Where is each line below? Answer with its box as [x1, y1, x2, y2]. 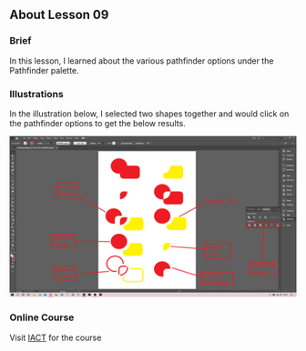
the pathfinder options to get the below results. [9, 117, 187, 128]
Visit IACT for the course [9, 332, 102, 343]
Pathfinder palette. [9, 65, 79, 75]
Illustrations [9, 87, 64, 100]
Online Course [9, 311, 75, 324]
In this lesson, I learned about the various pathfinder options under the [9, 55, 274, 66]
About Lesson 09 [9, 7, 109, 23]
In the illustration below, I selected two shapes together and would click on [9, 108, 290, 119]
